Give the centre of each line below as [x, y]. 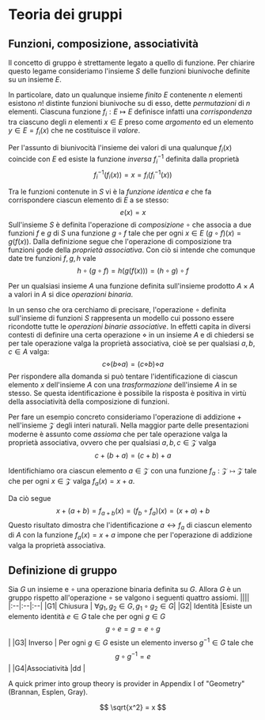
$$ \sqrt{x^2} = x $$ [133, 707]
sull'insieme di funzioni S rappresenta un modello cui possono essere [121, 319]
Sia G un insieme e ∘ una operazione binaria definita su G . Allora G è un [125, 590]
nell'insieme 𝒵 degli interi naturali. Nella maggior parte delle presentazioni [129, 425]
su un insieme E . [35, 79]
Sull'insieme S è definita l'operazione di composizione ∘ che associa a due [130, 225]
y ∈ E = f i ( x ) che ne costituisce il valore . [74, 131]
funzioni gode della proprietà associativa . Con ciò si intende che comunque [132, 250]
